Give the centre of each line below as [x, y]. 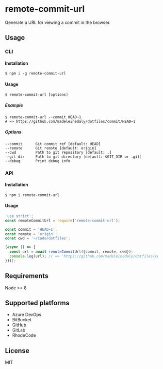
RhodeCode [24, 335]
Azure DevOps [27, 314]
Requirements [27, 276]
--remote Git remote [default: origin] [51, 148]
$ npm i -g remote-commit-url [36, 74]
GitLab [19, 330]
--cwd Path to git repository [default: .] [58, 152]
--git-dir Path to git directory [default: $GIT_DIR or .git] [73, 157]
